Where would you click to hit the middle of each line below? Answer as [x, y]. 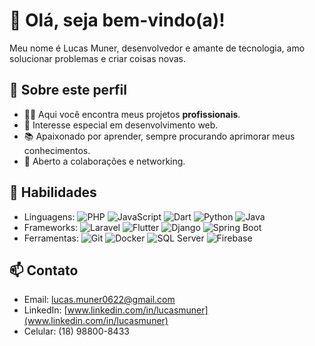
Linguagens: [49, 216]
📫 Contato [44, 270]
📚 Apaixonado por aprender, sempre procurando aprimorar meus [159, 136]
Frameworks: [51, 227]
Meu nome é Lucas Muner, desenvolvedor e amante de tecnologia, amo [157, 48]
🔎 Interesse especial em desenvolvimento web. [121, 125]
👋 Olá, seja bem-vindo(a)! [117, 20]
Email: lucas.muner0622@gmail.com [99, 300]
